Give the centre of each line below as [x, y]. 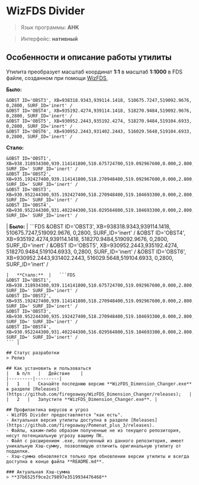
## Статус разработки [33, 353]
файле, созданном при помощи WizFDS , [57, 78]
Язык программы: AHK [50, 27]
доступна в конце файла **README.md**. [55, 461]
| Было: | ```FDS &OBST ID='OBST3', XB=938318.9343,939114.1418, [89, 226]
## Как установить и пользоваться [49, 368]
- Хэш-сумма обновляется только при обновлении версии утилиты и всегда [98, 456]
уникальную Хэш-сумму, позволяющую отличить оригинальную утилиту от [94, 446]
